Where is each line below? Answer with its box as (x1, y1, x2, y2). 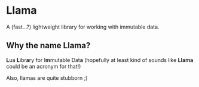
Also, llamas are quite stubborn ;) (6, 74, 88, 81)
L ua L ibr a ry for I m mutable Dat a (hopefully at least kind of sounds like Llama (6, 56, 194, 63)
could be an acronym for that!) (6, 63, 81, 70)
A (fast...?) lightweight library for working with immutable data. (6, 23, 160, 30)
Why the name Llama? (6, 41, 91, 51)
